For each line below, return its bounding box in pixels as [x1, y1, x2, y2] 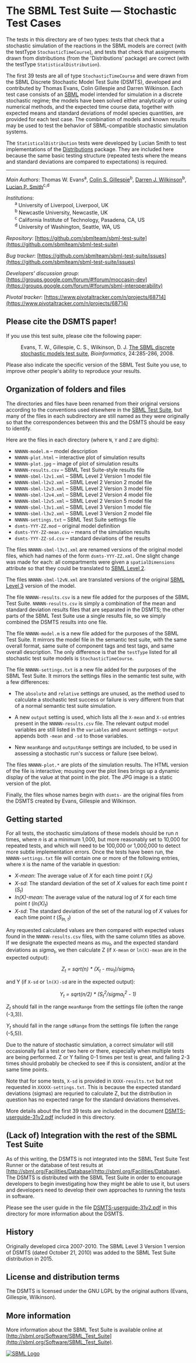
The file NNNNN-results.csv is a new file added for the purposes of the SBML [6, 593, 190, 601]
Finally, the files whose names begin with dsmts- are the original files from [6, 791, 184, 798]
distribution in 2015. [6, 1255, 54, 1262]
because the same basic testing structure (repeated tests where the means [6, 152, 187, 159]
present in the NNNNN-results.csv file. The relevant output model [14, 720, 169, 727]
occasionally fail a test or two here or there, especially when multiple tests [6, 1047, 184, 1054]
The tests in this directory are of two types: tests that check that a [6, 36, 164, 43]
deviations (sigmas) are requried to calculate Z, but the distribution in [6, 1090, 172, 1097]
